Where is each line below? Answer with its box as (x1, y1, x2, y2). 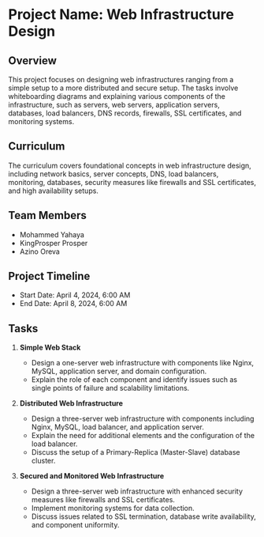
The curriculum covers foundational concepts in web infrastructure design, (8, 161, 252, 170)
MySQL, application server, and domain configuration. (31, 366, 207, 376)
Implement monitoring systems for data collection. (31, 504, 195, 513)
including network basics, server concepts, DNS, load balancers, (8, 168, 219, 179)
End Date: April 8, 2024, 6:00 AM (19, 299, 128, 308)
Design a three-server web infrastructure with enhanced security (31, 486, 243, 496)
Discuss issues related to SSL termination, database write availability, (31, 512, 256, 521)
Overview (8, 54, 58, 67)
